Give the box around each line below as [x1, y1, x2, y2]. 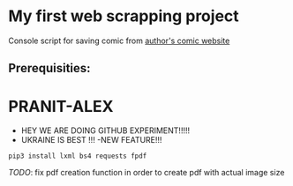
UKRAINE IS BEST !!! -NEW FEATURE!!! [20, 135, 162, 145]
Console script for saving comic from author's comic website [8, 35, 230, 46]
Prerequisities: [8, 61, 91, 76]
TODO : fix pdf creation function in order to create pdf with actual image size [8, 167, 285, 178]
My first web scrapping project [8, 6, 239, 26]
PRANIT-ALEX [8, 96, 114, 116]
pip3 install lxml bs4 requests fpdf [8, 152, 147, 160]
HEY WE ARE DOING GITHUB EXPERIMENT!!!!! [20, 125, 191, 136]
